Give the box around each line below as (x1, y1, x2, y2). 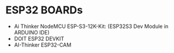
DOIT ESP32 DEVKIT (14, 35, 65, 42)
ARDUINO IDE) (14, 29, 50, 36)
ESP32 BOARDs (5, 3, 83, 17)
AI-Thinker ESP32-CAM (14, 41, 72, 48)
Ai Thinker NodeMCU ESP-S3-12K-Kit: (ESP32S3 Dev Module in (14, 23, 169, 30)
